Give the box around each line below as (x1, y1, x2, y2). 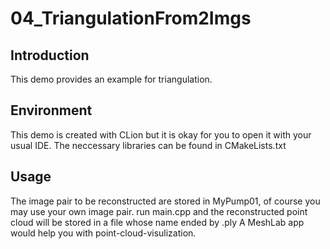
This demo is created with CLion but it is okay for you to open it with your (10, 128, 312, 141)
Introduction (10, 47, 90, 64)
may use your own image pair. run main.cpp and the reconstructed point (10, 205, 308, 217)
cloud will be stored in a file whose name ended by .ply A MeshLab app (10, 216, 305, 228)
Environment (10, 102, 93, 119)
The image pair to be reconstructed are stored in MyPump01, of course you (10, 195, 321, 207)
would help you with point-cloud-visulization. (10, 227, 197, 239)
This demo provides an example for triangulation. (10, 73, 213, 85)
